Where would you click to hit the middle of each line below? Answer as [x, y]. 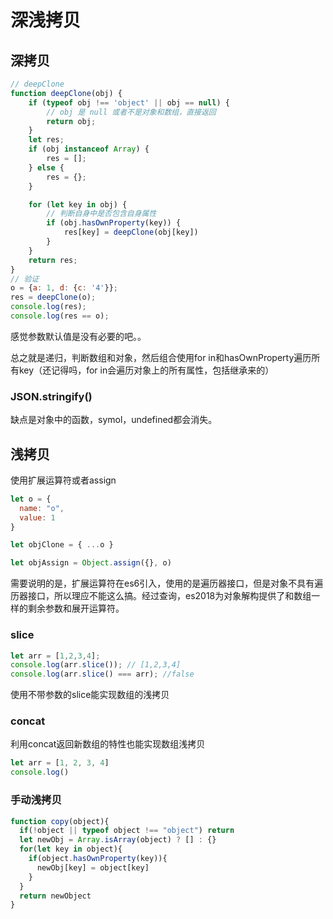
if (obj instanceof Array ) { [89, 149]
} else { [46, 167]
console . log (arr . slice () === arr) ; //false [102, 674]
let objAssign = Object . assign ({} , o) [91, 563]
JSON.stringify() [51, 396]
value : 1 [37, 517]
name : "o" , [42, 508]
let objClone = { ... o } [62, 545]
